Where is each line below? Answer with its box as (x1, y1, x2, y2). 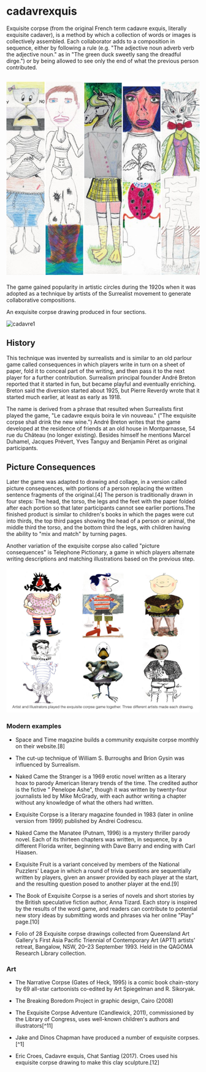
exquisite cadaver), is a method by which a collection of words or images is (6, 31, 196, 38)
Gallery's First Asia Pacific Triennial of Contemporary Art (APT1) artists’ (15, 936, 196, 944)
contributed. (6, 63, 38, 71)
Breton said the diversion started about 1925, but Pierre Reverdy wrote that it (6, 386, 200, 394)
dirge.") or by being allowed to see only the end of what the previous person (6, 57, 199, 64)
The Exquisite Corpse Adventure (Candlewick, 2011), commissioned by (15, 1009, 194, 1016)
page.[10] (15, 918, 40, 925)
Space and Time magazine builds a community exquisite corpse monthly (15, 736, 199, 743)
